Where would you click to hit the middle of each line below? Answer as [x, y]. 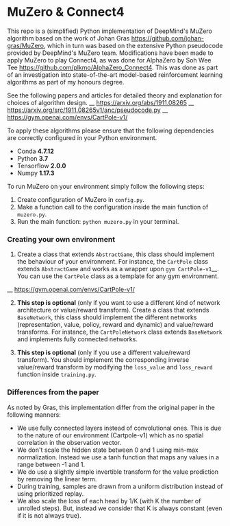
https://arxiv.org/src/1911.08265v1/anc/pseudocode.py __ [88, 110]
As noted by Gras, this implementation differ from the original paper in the [111, 407]
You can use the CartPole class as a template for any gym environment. [118, 276]
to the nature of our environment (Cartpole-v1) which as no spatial [110, 435]
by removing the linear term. [57, 479]
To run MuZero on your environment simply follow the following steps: [106, 186]
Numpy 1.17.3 [36, 173]
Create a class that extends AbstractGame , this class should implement [116, 254]
